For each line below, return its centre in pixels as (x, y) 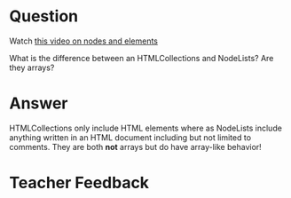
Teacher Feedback (79, 183)
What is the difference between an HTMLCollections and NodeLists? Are (142, 58)
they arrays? (32, 67)
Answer (39, 103)
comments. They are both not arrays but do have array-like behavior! (135, 147)
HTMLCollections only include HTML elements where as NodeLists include (145, 128)
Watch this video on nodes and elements (83, 41)
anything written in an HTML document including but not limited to (130, 137)
